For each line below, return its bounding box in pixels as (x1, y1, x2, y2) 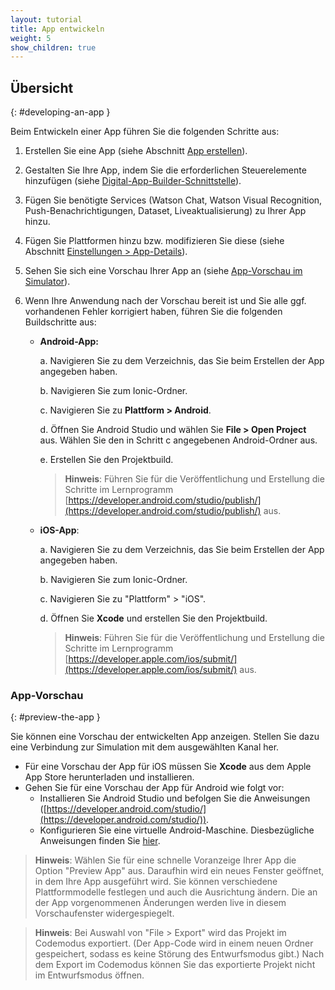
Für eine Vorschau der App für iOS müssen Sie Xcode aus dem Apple (24, 761, 312, 773)
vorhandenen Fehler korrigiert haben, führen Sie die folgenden (24, 306, 283, 318)
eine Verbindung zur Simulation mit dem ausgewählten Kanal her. (10, 741, 280, 753)
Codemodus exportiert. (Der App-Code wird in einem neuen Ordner (34, 937, 314, 950)
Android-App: (39, 336, 100, 348)
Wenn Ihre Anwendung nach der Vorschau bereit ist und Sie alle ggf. (24, 295, 307, 307)
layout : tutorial (10, 14, 83, 25)
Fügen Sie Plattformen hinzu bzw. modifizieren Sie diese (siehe (24, 235, 285, 247)
